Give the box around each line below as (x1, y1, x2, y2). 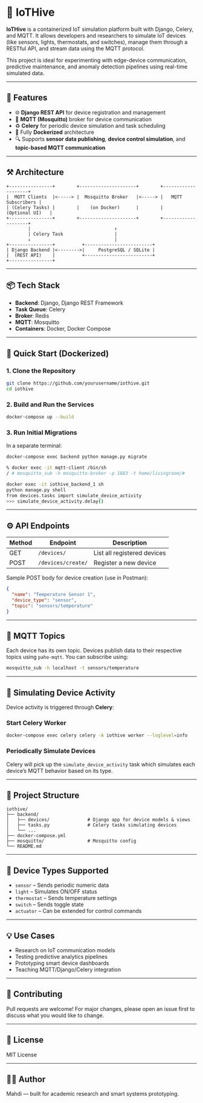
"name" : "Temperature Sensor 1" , (11, 592, 96, 598)
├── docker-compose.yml (6, 833, 66, 839)
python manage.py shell (6, 487, 66, 493)
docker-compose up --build (6, 414, 74, 420)
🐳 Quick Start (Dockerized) (6, 348, 109, 359)
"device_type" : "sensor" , (11, 597, 77, 603)
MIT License (6, 1051, 37, 1058)
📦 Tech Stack (6, 280, 60, 290)
